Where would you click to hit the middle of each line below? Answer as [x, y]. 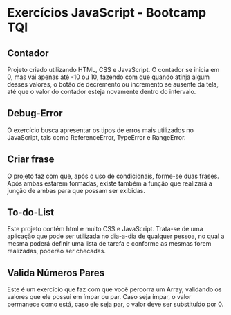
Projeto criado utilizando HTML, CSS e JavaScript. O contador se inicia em [113, 70]
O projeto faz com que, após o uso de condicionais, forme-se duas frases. [113, 176]
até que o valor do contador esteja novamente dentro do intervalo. [102, 92]
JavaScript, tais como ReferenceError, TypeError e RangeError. [96, 137]
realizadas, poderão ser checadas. [56, 251]
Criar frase [31, 160]
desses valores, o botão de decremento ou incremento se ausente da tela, [113, 84]
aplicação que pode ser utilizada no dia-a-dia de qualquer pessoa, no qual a [116, 236]
